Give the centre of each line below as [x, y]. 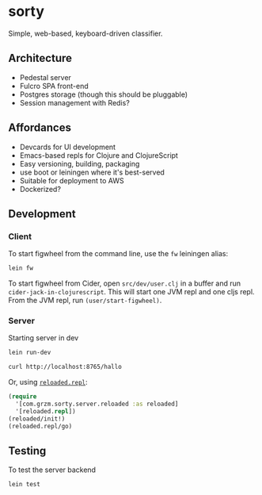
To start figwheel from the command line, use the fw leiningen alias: [118, 254]
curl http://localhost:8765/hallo [65, 367]
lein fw [21, 268]
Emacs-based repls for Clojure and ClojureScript [99, 155]
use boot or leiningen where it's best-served [92, 172]
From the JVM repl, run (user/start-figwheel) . [85, 301]
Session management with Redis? [75, 102]
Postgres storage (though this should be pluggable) [104, 94]
